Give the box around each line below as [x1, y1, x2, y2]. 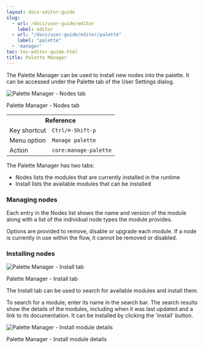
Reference [45, 116, 77, 124]
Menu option [9, 136, 46, 144]
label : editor [17, 26, 53, 32]
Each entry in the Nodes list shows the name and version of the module [6, 209, 187, 216]
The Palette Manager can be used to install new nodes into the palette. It [6, 71, 190, 78]
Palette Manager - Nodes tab [6, 102, 80, 109]
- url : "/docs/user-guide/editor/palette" [12, 32, 122, 38]
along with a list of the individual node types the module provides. [6, 216, 173, 223]
